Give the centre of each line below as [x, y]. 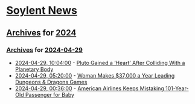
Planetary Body [34, 69]
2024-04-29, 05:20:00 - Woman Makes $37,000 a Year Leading [95, 75]
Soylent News [42, 11]
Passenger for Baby [50, 94]
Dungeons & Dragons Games [51, 82]
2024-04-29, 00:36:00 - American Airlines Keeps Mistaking [89, 88]
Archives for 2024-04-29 [45, 50]
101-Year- [177, 88]
